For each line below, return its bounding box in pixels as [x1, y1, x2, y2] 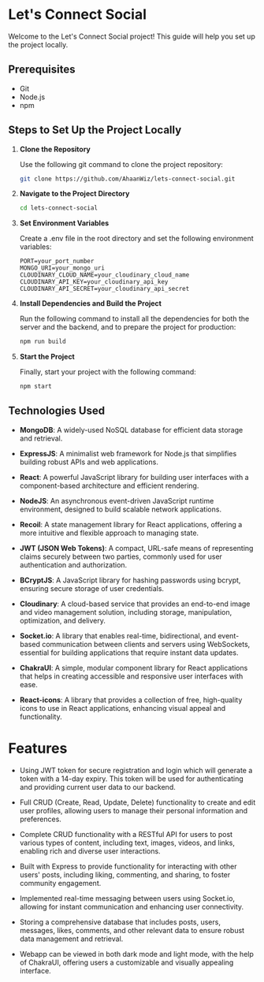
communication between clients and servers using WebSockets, [42, 639, 251, 649]
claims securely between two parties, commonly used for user [19, 552, 223, 561]
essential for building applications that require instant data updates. [19, 648, 239, 657]
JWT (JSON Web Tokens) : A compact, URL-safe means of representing [19, 543, 254, 552]
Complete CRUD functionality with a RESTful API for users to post [19, 829, 233, 839]
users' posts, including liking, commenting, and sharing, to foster [19, 869, 231, 880]
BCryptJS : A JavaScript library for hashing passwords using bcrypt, [19, 575, 241, 585]
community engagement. [19, 878, 102, 887]
